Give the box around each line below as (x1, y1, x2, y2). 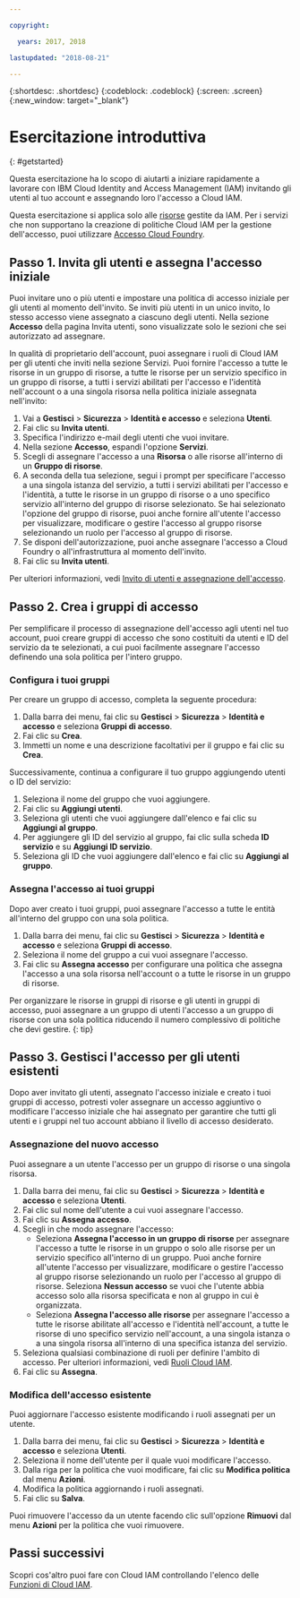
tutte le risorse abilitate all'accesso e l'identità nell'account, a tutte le (35, 1319, 289, 1329)
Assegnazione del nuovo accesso (9, 1138, 159, 1151)
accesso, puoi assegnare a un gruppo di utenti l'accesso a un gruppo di (9, 1004, 274, 1015)
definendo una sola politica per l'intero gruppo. (9, 651, 183, 662)
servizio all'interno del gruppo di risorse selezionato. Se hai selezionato (21, 499, 286, 510)
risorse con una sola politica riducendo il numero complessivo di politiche (9, 1014, 280, 1025)
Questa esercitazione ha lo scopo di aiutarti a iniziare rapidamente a (9, 174, 260, 185)
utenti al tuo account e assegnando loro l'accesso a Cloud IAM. (9, 193, 244, 203)
